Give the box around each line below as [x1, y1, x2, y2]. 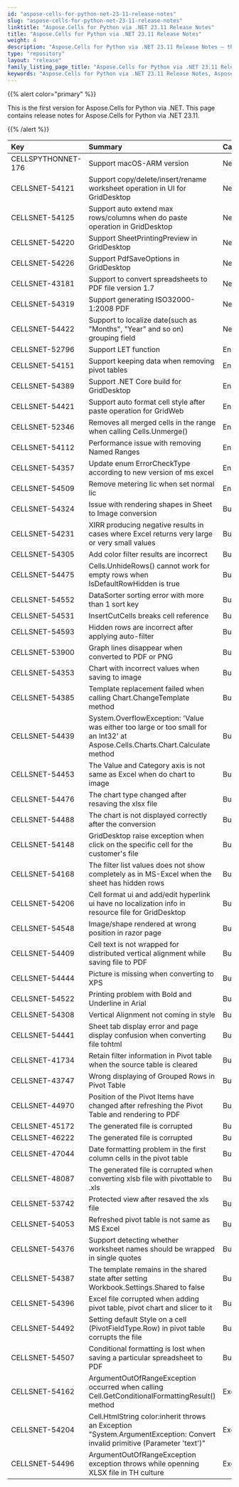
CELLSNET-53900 [11, 647, 75, 657]
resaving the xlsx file [88, 799, 158, 809]
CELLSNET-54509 [11, 483, 75, 493]
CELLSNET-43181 [11, 279, 75, 289]
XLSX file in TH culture [88, 1467, 164, 1477]
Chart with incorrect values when [88, 663, 200, 673]
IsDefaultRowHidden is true [88, 579, 180, 589]
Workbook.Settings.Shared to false [88, 1282, 205, 1292]
